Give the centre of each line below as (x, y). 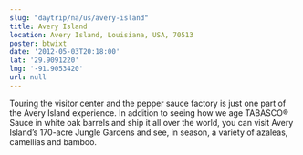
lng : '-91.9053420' (47, 69)
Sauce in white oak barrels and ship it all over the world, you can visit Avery (151, 122)
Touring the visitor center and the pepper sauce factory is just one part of (148, 103)
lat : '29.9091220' (44, 60)
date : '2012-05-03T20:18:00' (65, 52)
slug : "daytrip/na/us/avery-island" (79, 18)
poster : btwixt (38, 43)
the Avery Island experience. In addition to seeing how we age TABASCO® (149, 113)
